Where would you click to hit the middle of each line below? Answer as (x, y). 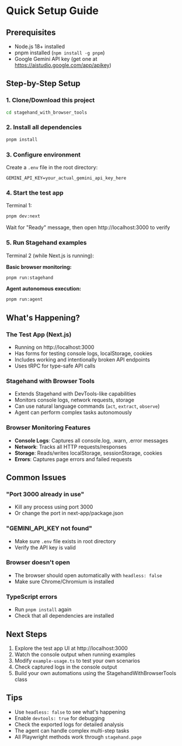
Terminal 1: (19, 206)
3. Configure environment (43, 155)
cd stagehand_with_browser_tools (47, 113)
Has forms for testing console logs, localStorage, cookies (83, 353)
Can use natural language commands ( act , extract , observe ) (87, 406)
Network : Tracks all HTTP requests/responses (71, 447)
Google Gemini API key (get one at (56, 59)
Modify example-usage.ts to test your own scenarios (77, 660)
